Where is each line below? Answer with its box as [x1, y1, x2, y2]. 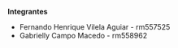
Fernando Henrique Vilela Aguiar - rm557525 [19, 22, 171, 31]
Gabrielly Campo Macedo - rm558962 [19, 31, 148, 40]
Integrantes [7, 7, 48, 16]
